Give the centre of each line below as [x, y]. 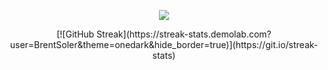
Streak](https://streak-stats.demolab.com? [184, 34]
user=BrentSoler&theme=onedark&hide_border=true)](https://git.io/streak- [164, 44]
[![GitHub [75, 34]
